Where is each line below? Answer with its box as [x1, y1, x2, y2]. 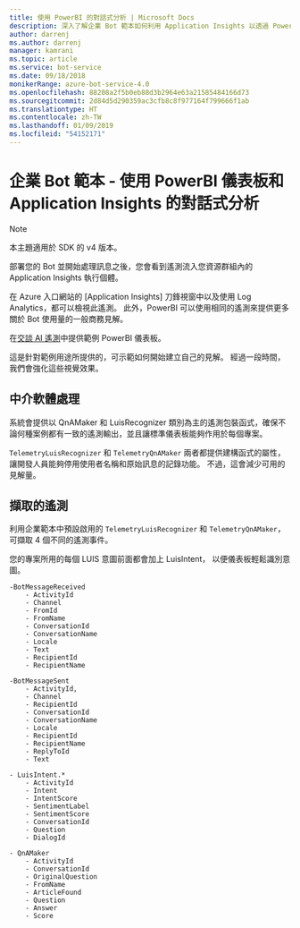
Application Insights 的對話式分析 [9, 193, 260, 214]
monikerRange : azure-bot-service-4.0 [9, 80, 150, 89]
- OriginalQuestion [25, 873, 98, 881]
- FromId [25, 606, 58, 616]
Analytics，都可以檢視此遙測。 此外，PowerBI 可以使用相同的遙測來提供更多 [9, 302, 290, 313]
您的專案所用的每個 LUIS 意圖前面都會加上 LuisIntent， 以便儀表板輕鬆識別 [9, 554, 283, 565]
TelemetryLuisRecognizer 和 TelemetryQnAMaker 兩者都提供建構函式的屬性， [9, 447, 286, 457]
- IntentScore [25, 794, 78, 804]
